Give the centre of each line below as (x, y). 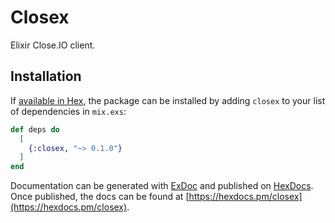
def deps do (35, 129)
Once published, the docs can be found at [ (100, 197)
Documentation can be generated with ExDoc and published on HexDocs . (162, 186)
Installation (46, 76)
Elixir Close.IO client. (53, 45)
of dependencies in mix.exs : (68, 111)
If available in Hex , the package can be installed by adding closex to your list (168, 100)
